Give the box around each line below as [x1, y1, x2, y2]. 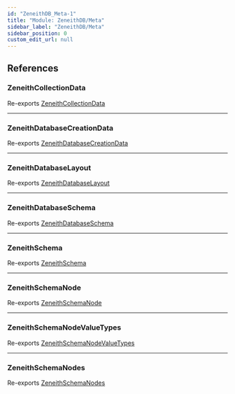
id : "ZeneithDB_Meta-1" [7, 10, 77, 17]
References [7, 62, 59, 74]
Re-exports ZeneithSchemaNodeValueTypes [7, 339, 135, 347]
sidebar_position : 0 [7, 29, 68, 37]
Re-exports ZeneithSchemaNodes [7, 379, 106, 387]
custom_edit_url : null [7, 36, 73, 43]
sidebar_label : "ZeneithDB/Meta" [7, 23, 105, 30]
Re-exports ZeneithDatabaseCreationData [7, 139, 128, 148]
